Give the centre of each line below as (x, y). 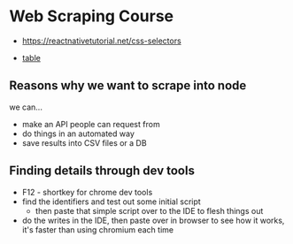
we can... (26, 107)
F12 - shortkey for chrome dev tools (87, 192)
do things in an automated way (78, 133)
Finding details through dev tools (102, 171)
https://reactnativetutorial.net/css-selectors (101, 41)
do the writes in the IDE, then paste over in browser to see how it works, (153, 220)
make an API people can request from (91, 124)
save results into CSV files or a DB (85, 142)
